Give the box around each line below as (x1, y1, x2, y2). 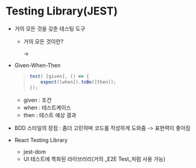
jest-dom (23, 148, 46, 155)
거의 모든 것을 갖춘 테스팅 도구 (14, 25, 86, 32)
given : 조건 (23, 96, 52, 103)
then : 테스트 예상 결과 (23, 111, 77, 118)
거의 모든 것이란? (23, 37, 64, 45)
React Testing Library (14, 136, 68, 143)
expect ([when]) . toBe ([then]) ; (40, 79, 116, 85)
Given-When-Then (14, 62, 61, 69)
